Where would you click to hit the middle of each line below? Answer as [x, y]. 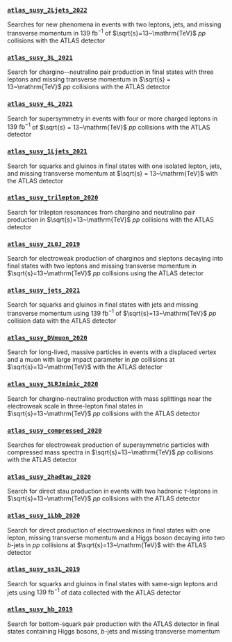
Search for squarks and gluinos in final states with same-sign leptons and [112, 583]
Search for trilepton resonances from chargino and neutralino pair [101, 212]
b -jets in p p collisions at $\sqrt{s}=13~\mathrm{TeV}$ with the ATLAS [107, 545]
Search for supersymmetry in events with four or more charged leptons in [112, 119]
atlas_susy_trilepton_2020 [53, 198]
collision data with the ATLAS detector [62, 321]
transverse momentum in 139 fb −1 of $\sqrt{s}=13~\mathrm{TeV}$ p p [107, 32]
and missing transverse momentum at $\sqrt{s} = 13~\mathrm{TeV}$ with [113, 173]
